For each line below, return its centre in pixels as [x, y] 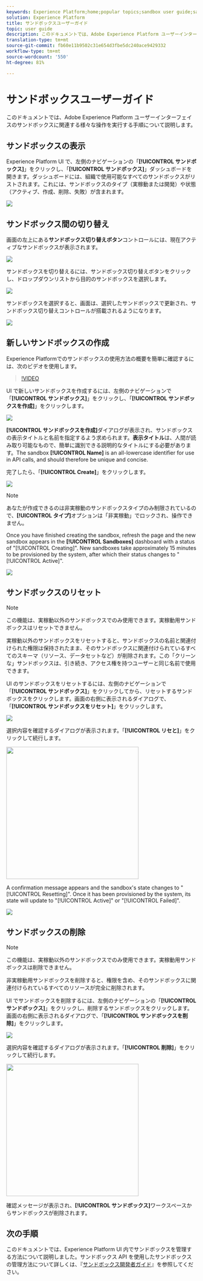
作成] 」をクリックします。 [55, 406]
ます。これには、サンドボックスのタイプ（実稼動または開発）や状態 [111, 184]
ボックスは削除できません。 [41, 967]
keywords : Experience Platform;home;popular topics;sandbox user [90, 12]
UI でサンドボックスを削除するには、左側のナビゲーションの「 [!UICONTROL [101, 1000]
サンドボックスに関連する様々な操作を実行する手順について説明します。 [106, 125]
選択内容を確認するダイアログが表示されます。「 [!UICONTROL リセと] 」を [98, 730]
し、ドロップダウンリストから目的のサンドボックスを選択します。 [88, 279]
